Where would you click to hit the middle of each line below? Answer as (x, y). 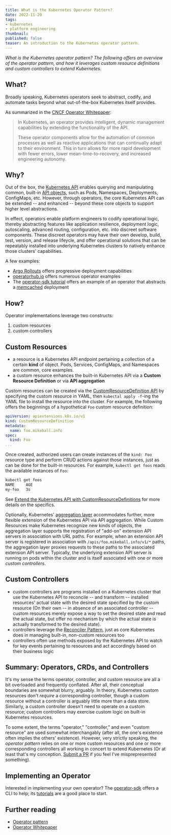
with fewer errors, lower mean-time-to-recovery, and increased (84, 153)
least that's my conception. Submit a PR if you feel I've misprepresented (81, 754)
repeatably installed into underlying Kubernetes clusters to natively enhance (85, 246)
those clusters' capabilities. (34, 251)
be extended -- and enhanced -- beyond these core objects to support (79, 203)
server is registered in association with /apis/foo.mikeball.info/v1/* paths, (85, 541)
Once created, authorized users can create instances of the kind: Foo (79, 455)
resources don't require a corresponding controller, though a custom (77, 696)
